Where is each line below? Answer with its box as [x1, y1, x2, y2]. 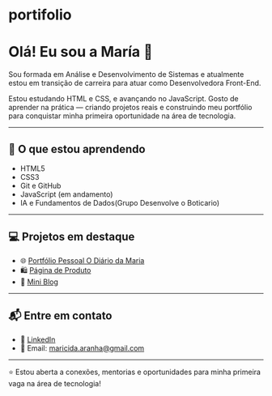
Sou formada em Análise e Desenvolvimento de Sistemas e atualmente [8, 70, 244, 79]
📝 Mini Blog [19, 277, 59, 287]
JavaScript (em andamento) [19, 189, 113, 199]
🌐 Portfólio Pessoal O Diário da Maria [19, 255, 145, 265]
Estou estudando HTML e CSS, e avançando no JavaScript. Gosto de [8, 94, 239, 104]
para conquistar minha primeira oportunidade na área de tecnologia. [8, 111, 236, 121]
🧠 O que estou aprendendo [8, 142, 146, 155]
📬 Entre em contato [8, 309, 113, 323]
